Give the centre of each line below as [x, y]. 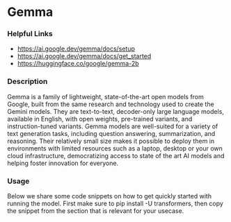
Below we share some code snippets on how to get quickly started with [110, 196]
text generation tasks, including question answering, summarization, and [111, 133]
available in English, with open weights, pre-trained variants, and [100, 119]
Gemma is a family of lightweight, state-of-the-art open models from [105, 96]
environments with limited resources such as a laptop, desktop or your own [115, 148]
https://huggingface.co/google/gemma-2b [78, 64]
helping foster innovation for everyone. [63, 163]
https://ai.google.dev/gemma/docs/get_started [84, 56]
